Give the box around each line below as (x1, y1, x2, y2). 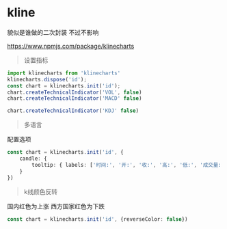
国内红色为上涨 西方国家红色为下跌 (7, 202, 105, 210)
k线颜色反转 (23, 187, 58, 196)
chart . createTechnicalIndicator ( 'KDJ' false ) (7, 107, 139, 114)
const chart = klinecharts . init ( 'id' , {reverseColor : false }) (7, 215, 188, 223)
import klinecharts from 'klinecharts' (7, 70, 121, 77)
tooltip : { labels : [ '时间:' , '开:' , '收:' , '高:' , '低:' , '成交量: (31, 161, 222, 168)
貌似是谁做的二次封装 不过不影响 (7, 28, 99, 36)
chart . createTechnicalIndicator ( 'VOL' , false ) (7, 89, 142, 96)
